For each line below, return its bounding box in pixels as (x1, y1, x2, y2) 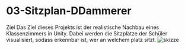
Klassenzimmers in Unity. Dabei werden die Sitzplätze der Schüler (6, 30, 168, 37)
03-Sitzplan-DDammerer (6, 4, 132, 18)
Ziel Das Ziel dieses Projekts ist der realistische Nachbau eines (6, 24, 160, 31)
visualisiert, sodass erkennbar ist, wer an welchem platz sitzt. (6, 36, 157, 43)
